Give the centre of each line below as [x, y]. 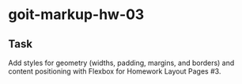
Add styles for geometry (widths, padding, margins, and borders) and [121, 63]
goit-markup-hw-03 [76, 15]
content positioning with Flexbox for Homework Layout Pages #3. [115, 71]
